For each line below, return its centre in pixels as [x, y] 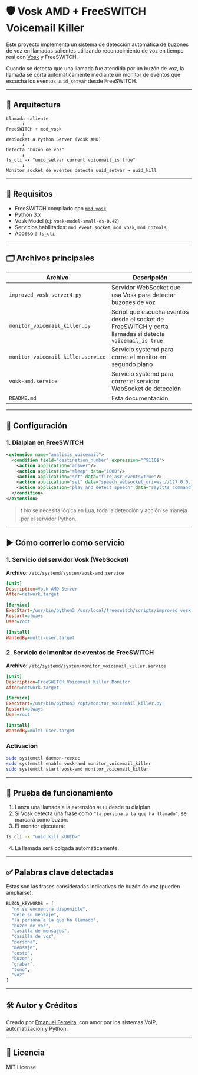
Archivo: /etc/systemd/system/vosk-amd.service [65, 572]
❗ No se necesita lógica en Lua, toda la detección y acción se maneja [104, 510]
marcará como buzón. [42, 820]
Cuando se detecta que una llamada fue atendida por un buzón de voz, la [95, 68]
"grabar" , [23, 964]
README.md [23, 398]
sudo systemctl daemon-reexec [43, 758]
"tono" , [21, 969]
